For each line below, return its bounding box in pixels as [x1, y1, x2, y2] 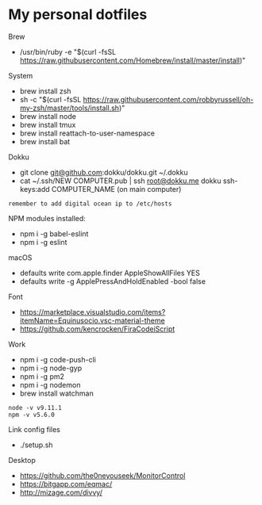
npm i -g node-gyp [19, 363, 82, 373]
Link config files [8, 424, 61, 434]
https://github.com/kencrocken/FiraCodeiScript [19, 323, 175, 334]
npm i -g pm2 [19, 371, 65, 381]
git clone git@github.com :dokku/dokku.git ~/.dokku [19, 167, 188, 177]
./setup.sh [19, 440, 53, 450]
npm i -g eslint [19, 237, 67, 247]
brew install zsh [19, 86, 71, 96]
